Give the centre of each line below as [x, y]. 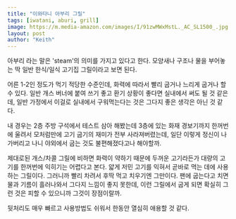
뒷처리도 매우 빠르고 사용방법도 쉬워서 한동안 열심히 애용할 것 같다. [98, 208]
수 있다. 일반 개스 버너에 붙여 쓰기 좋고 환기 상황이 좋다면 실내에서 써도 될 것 [111, 93]
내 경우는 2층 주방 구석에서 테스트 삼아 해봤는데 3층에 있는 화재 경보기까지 [108, 126]
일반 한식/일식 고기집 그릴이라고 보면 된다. [80, 69]
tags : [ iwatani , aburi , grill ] [53, 20]
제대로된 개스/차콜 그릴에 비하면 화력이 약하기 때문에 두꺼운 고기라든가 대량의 [113, 158]
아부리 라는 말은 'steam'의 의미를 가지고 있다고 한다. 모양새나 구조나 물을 [107, 61]
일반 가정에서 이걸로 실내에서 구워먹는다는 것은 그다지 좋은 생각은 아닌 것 [116, 102]
